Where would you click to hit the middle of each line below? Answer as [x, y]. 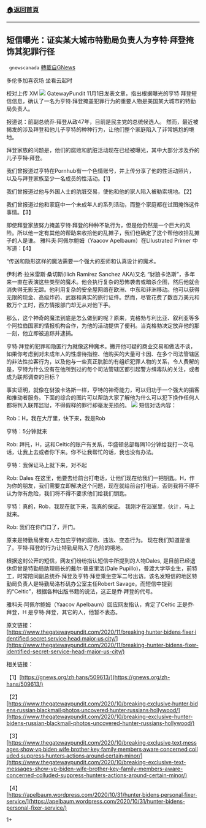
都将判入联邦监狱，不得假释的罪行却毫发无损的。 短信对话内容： [91, 405]
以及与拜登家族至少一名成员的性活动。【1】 [60, 178]
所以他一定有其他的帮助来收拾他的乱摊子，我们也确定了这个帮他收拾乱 [105, 233]
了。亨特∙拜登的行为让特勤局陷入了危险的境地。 [66, 548]
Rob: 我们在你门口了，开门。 [42, 527]
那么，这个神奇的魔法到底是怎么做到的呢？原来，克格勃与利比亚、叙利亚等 [100, 318]
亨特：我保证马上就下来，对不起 [47, 465]
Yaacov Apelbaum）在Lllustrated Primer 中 [144, 241]
